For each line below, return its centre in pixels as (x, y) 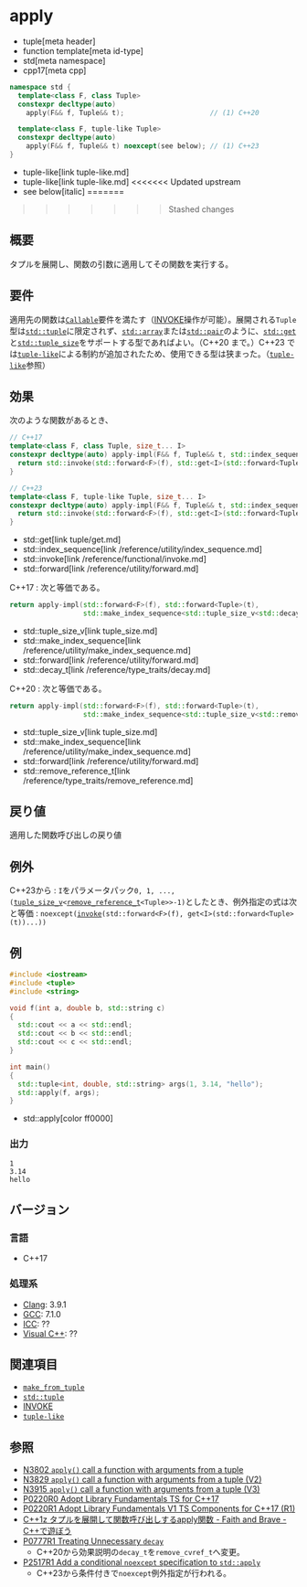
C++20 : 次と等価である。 (58, 688)
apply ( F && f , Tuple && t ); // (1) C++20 (143, 112)
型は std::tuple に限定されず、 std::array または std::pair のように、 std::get (153, 331)
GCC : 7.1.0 (42, 1314)
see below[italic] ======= (74, 191)
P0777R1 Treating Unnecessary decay (93, 1541)
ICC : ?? (36, 1324)
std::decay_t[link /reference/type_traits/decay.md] (116, 669)
